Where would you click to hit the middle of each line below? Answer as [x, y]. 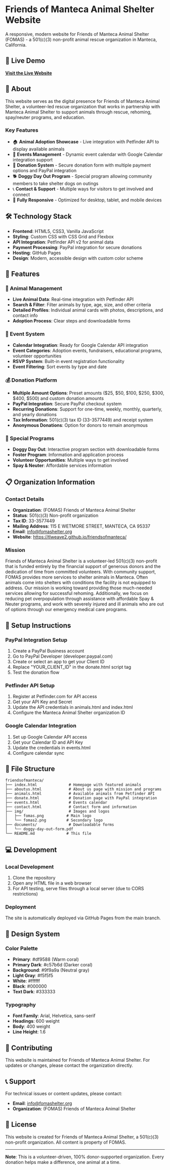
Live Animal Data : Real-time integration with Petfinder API [73, 299]
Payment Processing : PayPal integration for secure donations [77, 247]
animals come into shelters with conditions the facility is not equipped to [80, 583]
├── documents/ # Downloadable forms [60, 825]
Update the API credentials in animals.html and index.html [73, 707]
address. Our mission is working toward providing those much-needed [79, 588]
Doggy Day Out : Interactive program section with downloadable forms [86, 450]
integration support [33, 159]
